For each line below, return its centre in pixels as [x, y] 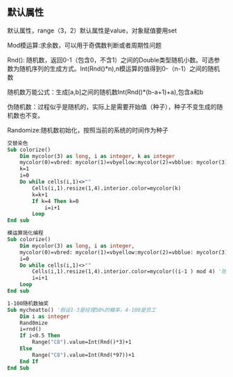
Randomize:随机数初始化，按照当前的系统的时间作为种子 [88, 130]
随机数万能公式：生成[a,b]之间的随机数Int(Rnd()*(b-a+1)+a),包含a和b [105, 91]
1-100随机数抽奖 [28, 304]
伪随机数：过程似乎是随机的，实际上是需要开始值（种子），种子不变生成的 [112, 107]
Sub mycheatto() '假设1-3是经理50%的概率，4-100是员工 [82, 310]
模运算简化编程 [25, 233]
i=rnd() [31, 329]
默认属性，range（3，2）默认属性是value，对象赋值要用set [92, 30]
